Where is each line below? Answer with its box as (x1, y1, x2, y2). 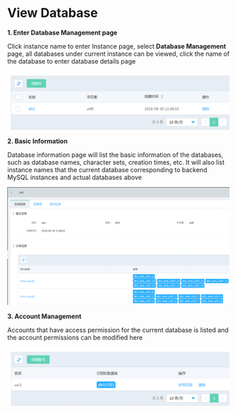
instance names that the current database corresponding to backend (7, 165, 207, 174)
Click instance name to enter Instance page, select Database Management (7, 42, 226, 50)
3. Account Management (7, 312, 82, 321)
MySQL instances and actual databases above (7, 173, 142, 181)
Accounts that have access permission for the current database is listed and (7, 325, 229, 334)
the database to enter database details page (7, 56, 136, 65)
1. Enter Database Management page (7, 28, 118, 37)
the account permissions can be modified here (7, 333, 143, 342)
